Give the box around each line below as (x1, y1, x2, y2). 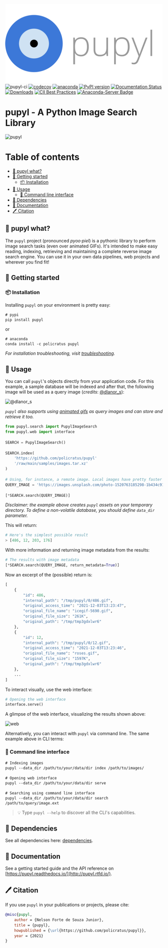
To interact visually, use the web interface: (5, 687, 92, 693)
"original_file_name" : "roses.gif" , (23, 651, 99, 656)
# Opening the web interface (5, 697, 66, 702)
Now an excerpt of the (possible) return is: (5, 572, 92, 578)
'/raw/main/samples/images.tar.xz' (14, 461, 88, 466)
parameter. (5, 512, 28, 518)
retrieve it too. (5, 414, 34, 420)
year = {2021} (14, 933, 43, 938)
